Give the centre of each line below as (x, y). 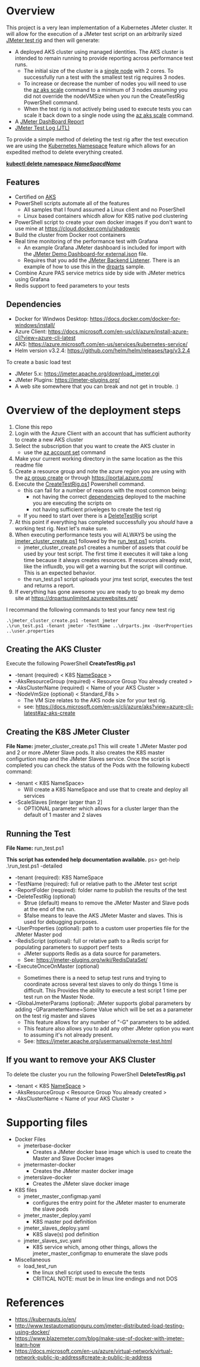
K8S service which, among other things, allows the (95, 1247)
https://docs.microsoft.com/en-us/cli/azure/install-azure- (118, 331)
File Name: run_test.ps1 (35, 848)
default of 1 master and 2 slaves (63, 815)
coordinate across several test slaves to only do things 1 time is (101, 984)
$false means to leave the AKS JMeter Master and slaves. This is (103, 915)
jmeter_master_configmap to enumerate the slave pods (100, 1253)
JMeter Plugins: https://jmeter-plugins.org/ (67, 379)
